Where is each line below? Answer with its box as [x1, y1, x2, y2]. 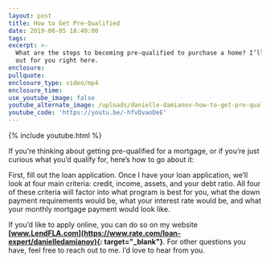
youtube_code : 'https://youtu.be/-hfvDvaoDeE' [8, 109, 167, 117]
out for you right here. [15, 57, 99, 65]
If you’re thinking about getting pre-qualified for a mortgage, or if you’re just [8, 146, 260, 156]
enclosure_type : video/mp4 [8, 79, 99, 87]
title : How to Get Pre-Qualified [8, 19, 121, 27]
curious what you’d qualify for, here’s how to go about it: [8, 155, 194, 164]
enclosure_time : [8, 86, 63, 95]
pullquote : [8, 71, 45, 79]
